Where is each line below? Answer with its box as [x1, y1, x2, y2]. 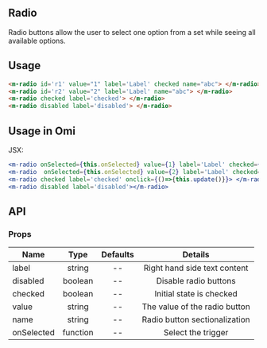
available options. [8, 36, 66, 45]
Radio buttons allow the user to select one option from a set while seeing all [8, 27, 256, 37]
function [62, 327, 94, 338]
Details [182, 249, 210, 261]
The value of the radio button [141, 301, 250, 312]
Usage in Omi [8, 124, 75, 137]
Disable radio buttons [156, 276, 236, 287]
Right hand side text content [143, 262, 249, 273]
